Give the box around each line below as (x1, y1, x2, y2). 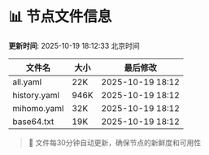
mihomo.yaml (12, 102, 64, 114)
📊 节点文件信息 (8, 7, 112, 26)
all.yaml (12, 76, 42, 88)
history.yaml (12, 89, 59, 101)
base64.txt (12, 115, 54, 127)
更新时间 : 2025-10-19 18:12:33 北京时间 (8, 41, 140, 50)
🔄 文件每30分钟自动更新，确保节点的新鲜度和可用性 (28, 137, 202, 147)
